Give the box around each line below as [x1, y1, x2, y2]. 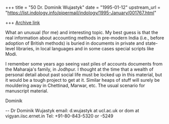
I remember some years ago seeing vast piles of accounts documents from [5, 61, 163, 67]
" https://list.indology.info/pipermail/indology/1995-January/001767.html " [5, 10, 157, 16]
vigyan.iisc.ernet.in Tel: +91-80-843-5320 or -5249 [5, 113, 114, 119]
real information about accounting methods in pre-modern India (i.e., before [5, 35, 164, 41]
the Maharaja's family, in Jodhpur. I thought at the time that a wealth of [5, 66, 154, 72]
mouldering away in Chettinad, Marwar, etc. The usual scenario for [5, 82, 145, 88]
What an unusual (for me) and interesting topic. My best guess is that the [5, 29, 158, 35]
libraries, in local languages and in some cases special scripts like [16, 46, 154, 51]
